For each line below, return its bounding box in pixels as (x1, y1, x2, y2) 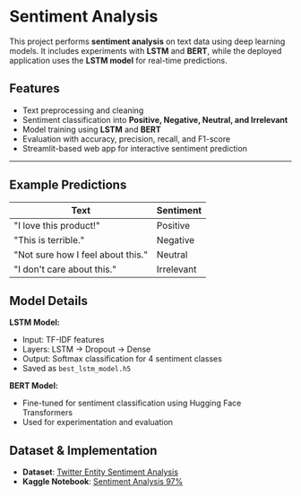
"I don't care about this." (13, 263, 117, 275)
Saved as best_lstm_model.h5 (21, 363, 132, 374)
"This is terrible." (13, 233, 85, 246)
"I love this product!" (13, 219, 100, 231)
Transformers (21, 407, 73, 418)
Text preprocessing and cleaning (21, 105, 144, 116)
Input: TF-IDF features (21, 335, 105, 345)
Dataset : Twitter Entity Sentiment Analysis (21, 466, 179, 477)
